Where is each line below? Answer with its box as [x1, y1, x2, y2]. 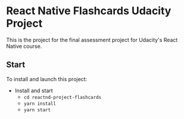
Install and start [14, 87, 54, 94]
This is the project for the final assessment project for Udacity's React [6, 36, 178, 43]
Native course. [6, 43, 42, 50]
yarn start [23, 107, 51, 113]
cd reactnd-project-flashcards [23, 94, 102, 100]
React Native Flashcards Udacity [6, 4, 171, 18]
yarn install [23, 101, 57, 107]
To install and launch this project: [6, 75, 88, 82]
